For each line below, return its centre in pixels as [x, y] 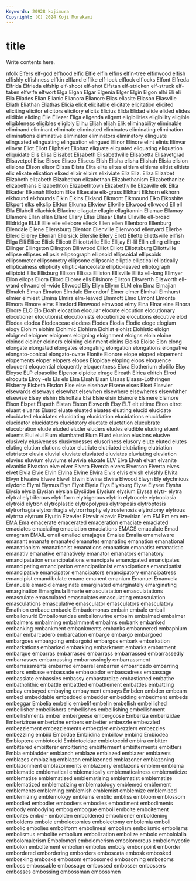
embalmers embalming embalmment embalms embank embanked [86, 622]
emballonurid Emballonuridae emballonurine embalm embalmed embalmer [96, 616]
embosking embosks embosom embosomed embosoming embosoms [90, 859]
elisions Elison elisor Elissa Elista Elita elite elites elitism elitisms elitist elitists [98, 167]
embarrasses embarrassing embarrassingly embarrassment [78, 660]
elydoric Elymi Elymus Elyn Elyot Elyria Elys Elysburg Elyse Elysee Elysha [94, 485]
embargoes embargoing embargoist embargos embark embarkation [88, 641]
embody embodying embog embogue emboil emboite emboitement [87, 809]
